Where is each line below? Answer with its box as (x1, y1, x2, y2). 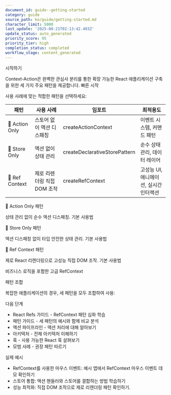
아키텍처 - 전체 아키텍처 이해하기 (12, 330, 78, 337)
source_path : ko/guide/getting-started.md (5, 17, 97, 22)
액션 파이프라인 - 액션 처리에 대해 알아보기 (12, 324, 97, 330)
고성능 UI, (140, 166, 163, 173)
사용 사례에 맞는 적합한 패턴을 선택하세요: (5, 93, 87, 99)
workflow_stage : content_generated (5, 50, 81, 55)
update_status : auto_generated (5, 31, 72, 36)
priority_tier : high (5, 41, 49, 46)
